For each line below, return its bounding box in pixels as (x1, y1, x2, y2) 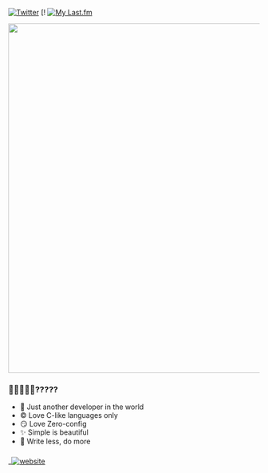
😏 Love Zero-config (19, 419, 87, 429)
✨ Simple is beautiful (19, 427, 89, 437)
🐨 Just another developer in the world (19, 402, 144, 411)
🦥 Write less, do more (19, 436, 91, 447)
